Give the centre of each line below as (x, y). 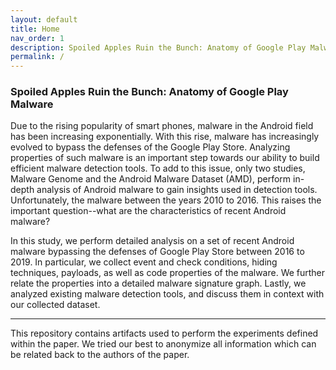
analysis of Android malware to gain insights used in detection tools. (177, 190)
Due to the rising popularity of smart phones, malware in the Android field (162, 126)
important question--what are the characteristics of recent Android (148, 211)
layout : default (44, 19)
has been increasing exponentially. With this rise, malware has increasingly (165, 137)
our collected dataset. (55, 305)
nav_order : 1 (37, 38)
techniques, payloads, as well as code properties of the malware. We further (168, 273)
